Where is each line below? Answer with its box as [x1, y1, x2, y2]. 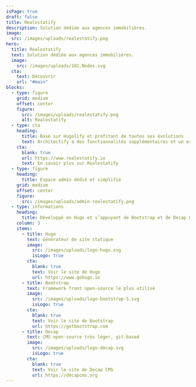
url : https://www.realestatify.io [21, 155, 106, 161]
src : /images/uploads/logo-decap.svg [32, 345, 124, 351]
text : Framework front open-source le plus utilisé [27, 285, 156, 291]
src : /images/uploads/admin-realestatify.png [21, 198, 134, 204]
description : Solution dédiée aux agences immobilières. [6, 25, 148, 31]
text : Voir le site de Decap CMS [32, 367, 114, 372]
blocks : [6, 85, 25, 90]
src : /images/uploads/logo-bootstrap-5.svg [32, 296, 140, 302]
